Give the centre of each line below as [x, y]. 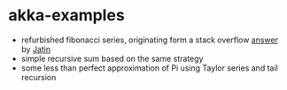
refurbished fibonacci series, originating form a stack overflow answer [150, 40]
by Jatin [36, 49]
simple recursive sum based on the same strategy [112, 58]
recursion [39, 77]
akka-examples [66, 15]
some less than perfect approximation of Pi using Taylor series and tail [149, 68]
